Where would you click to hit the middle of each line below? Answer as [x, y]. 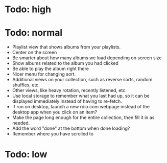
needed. [21, 123]
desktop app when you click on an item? [55, 112]
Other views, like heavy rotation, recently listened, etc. [69, 90]
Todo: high [28, 9]
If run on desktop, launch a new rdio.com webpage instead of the [81, 107]
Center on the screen [34, 53]
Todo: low [26, 155]
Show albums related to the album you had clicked [65, 63]
